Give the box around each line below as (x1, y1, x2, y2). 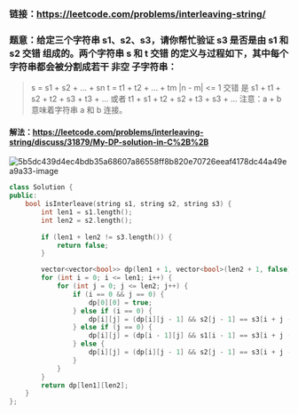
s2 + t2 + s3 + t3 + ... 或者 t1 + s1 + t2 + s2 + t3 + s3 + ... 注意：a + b (30, 93, 282, 104)
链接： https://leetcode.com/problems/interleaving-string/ (9, 7, 266, 20)
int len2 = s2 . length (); (41, 216, 133, 225)
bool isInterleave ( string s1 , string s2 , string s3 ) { (25, 200, 232, 209)
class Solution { (9, 183, 74, 192)
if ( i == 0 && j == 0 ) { (72, 290, 165, 299)
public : (9, 191, 38, 201)
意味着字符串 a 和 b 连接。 (30, 105, 127, 115)
